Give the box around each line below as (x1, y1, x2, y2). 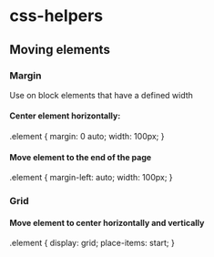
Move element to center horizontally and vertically (9, 217, 205, 228)
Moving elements (9, 42, 111, 57)
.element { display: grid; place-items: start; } (9, 238, 175, 249)
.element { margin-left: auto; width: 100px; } (9, 172, 173, 183)
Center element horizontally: (9, 110, 121, 121)
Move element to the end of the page (9, 151, 152, 162)
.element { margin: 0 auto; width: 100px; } (9, 131, 166, 142)
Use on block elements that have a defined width (9, 89, 194, 100)
